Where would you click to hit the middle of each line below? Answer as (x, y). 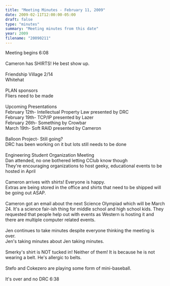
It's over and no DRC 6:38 (32, 279)
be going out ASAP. (26, 193)
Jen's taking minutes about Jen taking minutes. (55, 241)
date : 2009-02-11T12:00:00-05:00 (41, 15)
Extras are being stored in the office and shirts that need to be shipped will (83, 187)
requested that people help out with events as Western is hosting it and (80, 214)
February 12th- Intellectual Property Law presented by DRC (67, 112)
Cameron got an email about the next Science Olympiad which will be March (85, 203)
